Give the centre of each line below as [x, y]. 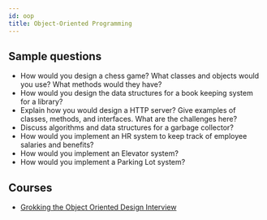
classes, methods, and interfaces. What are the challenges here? [129, 119]
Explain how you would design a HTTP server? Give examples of [128, 110]
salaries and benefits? [57, 145]
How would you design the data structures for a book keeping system [136, 93]
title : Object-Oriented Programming [70, 24]
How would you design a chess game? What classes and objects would [140, 76]
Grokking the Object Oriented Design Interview [98, 207]
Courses [30, 188]
